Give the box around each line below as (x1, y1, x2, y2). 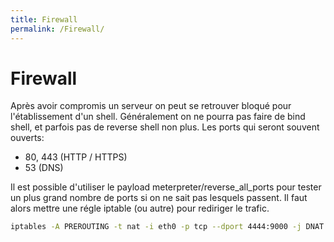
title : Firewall (10, 14, 78, 25)
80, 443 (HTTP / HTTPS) (24, 151, 128, 163)
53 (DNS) (24, 162, 64, 174)
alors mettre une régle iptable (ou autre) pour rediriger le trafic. (10, 202, 270, 215)
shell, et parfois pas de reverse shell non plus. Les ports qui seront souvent (10, 121, 320, 133)
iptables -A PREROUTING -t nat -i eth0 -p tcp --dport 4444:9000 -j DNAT (10, 222, 325, 232)
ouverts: (10, 132, 45, 144)
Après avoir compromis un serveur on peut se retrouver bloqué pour (10, 100, 292, 112)
